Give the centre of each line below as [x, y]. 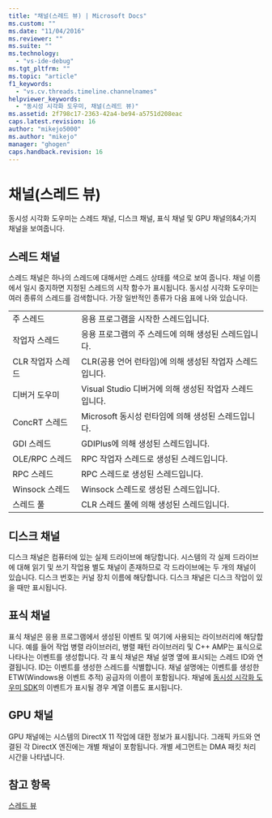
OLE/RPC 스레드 [42, 459]
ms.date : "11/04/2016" [47, 31]
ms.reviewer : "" [36, 39]
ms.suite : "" [30, 46]
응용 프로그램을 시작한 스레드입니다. [145, 319]
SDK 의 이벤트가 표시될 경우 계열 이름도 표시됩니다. [103, 687]
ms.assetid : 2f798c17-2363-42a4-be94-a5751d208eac [96, 114]
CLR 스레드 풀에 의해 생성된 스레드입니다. [155, 505]
